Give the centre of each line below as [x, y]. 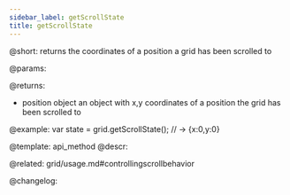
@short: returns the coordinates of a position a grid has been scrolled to [141, 51]
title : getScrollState [51, 26]
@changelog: [34, 180]
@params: [28, 68]
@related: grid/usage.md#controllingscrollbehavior [102, 163]
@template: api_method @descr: [69, 146]
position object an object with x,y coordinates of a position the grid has [151, 102]
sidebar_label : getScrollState [67, 17]
